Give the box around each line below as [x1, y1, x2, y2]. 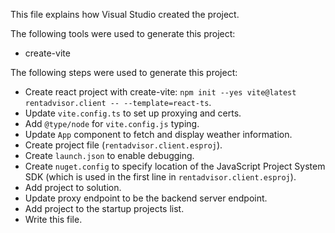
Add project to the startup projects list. [24, 203, 185, 214]
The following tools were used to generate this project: [10, 28, 236, 39]
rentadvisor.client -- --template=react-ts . [24, 97, 212, 108]
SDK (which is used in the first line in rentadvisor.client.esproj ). [24, 171, 297, 183]
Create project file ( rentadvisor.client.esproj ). [24, 139, 223, 151]
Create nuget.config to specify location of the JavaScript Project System [24, 160, 326, 172]
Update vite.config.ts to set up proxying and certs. [24, 107, 242, 119]
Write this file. [24, 214, 83, 225]
